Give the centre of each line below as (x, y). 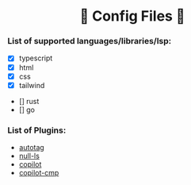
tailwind (32, 85)
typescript (36, 58)
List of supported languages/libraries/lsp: (90, 41)
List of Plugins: (37, 130)
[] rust (29, 101)
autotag (31, 148)
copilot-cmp (39, 173)
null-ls (29, 156)
